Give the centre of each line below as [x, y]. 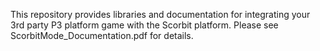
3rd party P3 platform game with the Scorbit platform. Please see [144, 25]
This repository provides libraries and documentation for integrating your [160, 14]
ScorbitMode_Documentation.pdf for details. [102, 35]
